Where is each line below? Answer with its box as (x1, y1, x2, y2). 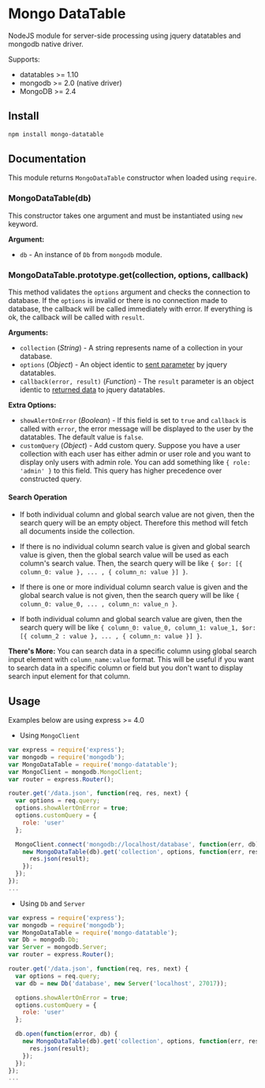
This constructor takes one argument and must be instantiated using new (8, 211, 243, 220)
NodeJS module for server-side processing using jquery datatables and (8, 31, 241, 40)
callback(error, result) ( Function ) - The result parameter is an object (19, 376, 255, 387)
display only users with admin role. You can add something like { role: (19, 458, 251, 467)
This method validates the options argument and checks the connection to (8, 287, 251, 297)
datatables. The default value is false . (19, 432, 144, 442)
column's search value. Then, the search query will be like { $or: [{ (19, 559, 243, 568)
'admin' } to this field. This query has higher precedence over (19, 466, 222, 476)
